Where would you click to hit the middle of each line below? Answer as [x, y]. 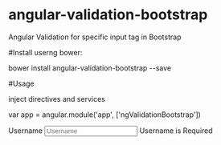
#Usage [21, 83]
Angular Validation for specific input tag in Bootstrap [95, 37]
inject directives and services [57, 99]
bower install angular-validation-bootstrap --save [90, 68]
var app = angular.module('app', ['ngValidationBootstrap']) [104, 115]
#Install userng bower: [45, 52]
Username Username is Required [110, 131]
